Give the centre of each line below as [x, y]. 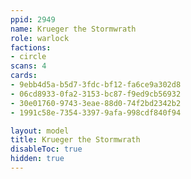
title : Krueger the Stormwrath [75, 140]
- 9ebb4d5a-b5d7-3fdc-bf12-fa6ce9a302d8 [96, 85]
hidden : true [37, 159]
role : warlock [40, 38]
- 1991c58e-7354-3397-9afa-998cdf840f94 [96, 112]
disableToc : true [46, 149]
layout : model [40, 131]
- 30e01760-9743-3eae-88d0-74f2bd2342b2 [96, 103]
